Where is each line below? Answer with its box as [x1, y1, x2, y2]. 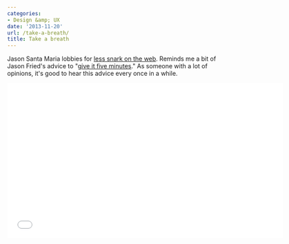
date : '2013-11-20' [7, 23, 63, 30]
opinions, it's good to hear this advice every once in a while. [7, 70, 178, 78]
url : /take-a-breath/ [7, 29, 70, 37]
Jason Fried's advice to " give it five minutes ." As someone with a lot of [7, 62, 208, 70]
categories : [7, 10, 41, 17]
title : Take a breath [7, 36, 70, 43]
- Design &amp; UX [7, 17, 60, 23]
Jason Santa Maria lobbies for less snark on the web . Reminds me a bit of [7, 54, 217, 63]
